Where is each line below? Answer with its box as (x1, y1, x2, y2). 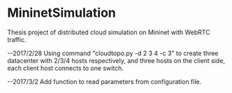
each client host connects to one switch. (7, 64, 124, 72)
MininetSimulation (7, 5, 117, 21)
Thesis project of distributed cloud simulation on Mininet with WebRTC (7, 28, 211, 36)
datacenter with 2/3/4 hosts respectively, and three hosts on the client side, (7, 56, 226, 64)
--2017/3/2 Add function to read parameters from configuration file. (7, 77, 202, 85)
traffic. (7, 35, 27, 43)
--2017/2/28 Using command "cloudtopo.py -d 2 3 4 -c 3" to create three (7, 49, 219, 57)
